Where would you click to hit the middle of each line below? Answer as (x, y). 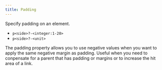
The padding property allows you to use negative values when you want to (81, 47)
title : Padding (21, 10)
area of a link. (19, 63)
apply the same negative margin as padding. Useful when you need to (76, 53)
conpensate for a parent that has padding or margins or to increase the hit (81, 58)
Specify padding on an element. (38, 23)
